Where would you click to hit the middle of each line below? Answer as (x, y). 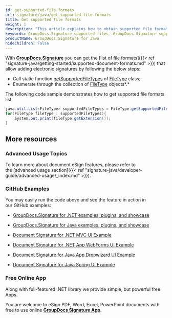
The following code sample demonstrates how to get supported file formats (85, 94)
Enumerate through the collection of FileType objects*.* (71, 84)
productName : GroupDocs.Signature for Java (52, 39)
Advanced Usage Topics (36, 153)
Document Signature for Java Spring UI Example (64, 265)
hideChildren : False (27, 43)
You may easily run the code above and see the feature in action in (76, 200)
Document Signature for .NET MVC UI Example (62, 235)
